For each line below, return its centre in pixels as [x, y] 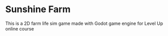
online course [20, 28]
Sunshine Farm [38, 9]
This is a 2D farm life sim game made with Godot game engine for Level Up [84, 23]
